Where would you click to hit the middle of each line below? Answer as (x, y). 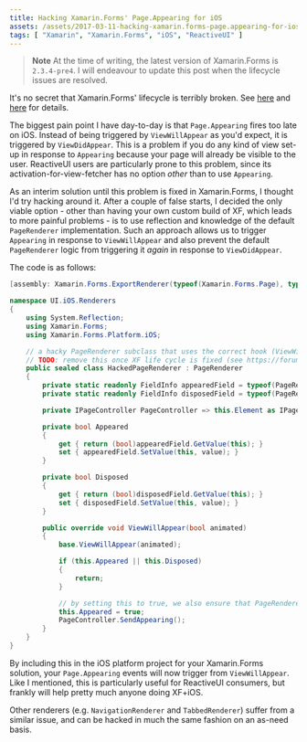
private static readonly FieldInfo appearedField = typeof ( (159, 386)
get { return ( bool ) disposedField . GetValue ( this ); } (161, 494)
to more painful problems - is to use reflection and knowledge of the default (152, 221)
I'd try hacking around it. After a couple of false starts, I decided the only (146, 201)
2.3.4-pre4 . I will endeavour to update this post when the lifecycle (156, 70)
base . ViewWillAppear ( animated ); (120, 545)
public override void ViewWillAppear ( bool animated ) (145, 528)
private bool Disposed (85, 477)
